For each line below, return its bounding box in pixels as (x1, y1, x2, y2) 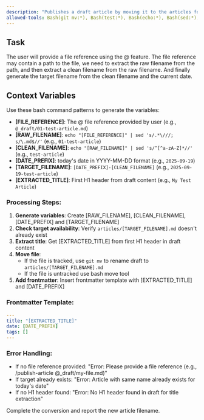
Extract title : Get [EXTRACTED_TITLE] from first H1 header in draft (15, 238, 181, 245)
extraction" (15, 395, 44, 402)
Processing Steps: (6, 198, 62, 207)
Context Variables (6, 90, 76, 100)
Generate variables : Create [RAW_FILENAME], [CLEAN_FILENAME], (15, 212, 186, 219)
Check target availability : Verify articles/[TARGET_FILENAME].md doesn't (15, 225, 197, 232)
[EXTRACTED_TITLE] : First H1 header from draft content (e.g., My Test (15, 177, 191, 184)
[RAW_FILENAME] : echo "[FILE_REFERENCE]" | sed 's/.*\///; (15, 131, 174, 139)
